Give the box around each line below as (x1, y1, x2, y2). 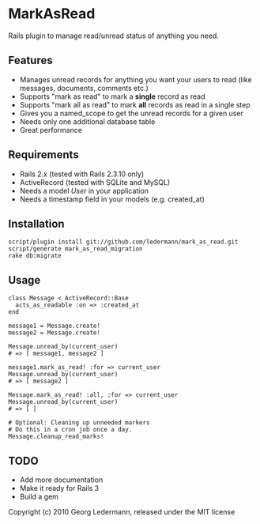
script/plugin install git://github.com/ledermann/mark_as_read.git (8, 238, 239, 246)
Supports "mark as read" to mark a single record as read (19, 92, 205, 101)
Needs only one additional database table (19, 116, 156, 126)
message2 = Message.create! (8, 329, 101, 337)
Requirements (8, 148, 79, 162)
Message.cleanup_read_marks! (8, 432, 104, 441)
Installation (8, 217, 65, 230)
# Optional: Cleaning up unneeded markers (8, 419, 150, 427)
